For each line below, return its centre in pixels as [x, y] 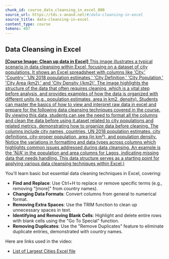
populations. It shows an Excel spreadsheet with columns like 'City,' [75, 72]
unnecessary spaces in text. [42, 210]
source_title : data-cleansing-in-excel [47, 19]
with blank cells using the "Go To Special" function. [66, 221]
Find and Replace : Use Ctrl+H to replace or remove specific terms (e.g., [87, 183]
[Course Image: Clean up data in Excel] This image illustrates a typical [79, 61]
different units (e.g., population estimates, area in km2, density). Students [81, 99]
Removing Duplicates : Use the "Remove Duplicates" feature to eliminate [88, 226]
